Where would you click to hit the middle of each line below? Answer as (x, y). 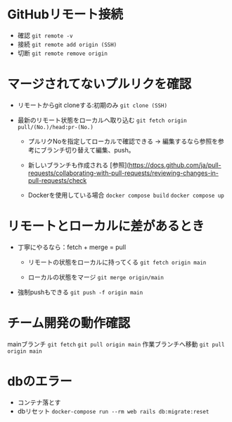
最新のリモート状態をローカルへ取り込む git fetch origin (102, 120)
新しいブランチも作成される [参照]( (78, 165)
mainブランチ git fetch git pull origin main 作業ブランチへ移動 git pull (116, 344)
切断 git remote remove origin (62, 53)
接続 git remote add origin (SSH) (67, 44)
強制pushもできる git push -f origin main (80, 292)
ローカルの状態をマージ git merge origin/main (96, 277)
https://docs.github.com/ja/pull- (175, 165)
